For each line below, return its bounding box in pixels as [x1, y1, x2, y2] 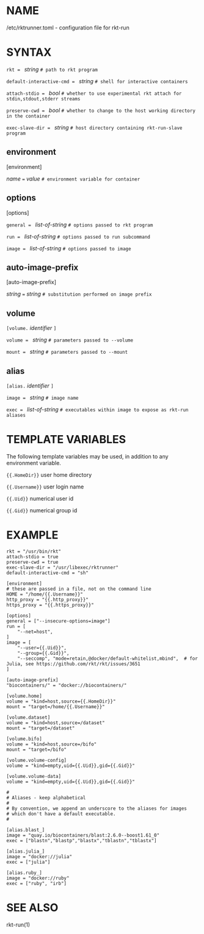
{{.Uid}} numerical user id [6, 495, 74, 502]
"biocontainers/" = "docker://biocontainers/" [6, 682, 127, 689]
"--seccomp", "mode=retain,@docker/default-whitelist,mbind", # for [17, 656, 199, 662]
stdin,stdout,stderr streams [6, 95, 81, 102]
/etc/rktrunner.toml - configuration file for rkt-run [6, 24, 129, 31]
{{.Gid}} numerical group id [6, 506, 78, 514]
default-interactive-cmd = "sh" [6, 570, 89, 576]
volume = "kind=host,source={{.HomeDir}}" [6, 698, 116, 704]
